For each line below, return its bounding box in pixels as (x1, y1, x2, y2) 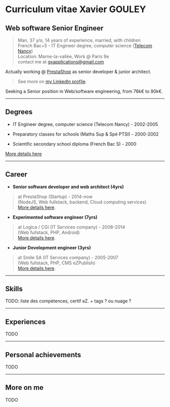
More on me (5, 383, 44, 392)
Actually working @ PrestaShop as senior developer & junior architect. (5, 69, 152, 75)
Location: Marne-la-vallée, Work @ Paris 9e (17, 53, 109, 59)
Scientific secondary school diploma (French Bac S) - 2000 (12, 141, 137, 147)
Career (5, 170, 28, 179)
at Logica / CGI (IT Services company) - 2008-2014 (17, 224, 125, 230)
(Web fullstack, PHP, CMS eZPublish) (17, 260, 96, 266)
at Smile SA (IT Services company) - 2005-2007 (17, 254, 119, 260)
